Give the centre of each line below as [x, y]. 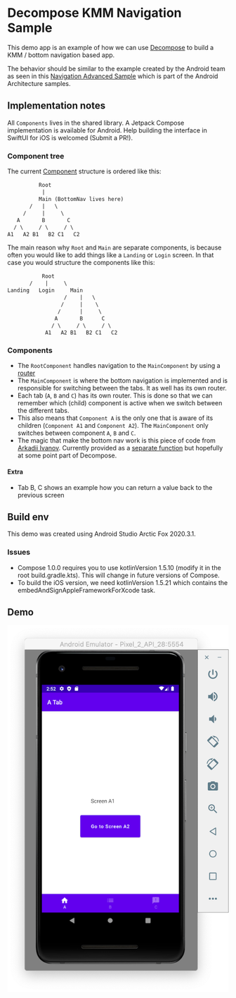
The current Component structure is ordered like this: [84, 171]
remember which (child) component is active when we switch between [120, 403]
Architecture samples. [39, 83]
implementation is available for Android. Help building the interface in [107, 130]
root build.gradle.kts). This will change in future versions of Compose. [118, 575]
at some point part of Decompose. [67, 455]
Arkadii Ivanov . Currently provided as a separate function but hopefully [120, 448]
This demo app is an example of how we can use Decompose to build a [111, 47]
